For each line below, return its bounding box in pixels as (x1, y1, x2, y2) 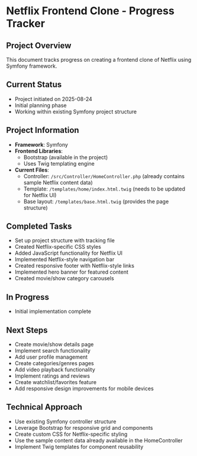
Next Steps (6, 325, 48, 335)
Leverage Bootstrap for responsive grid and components (14, 424, 153, 431)
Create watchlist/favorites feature (14, 379, 96, 386)
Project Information (6, 125, 79, 135)
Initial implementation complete (14, 308, 92, 315)
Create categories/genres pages (14, 360, 94, 367)
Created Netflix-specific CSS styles (14, 243, 102, 251)
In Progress (6, 292, 49, 302)
